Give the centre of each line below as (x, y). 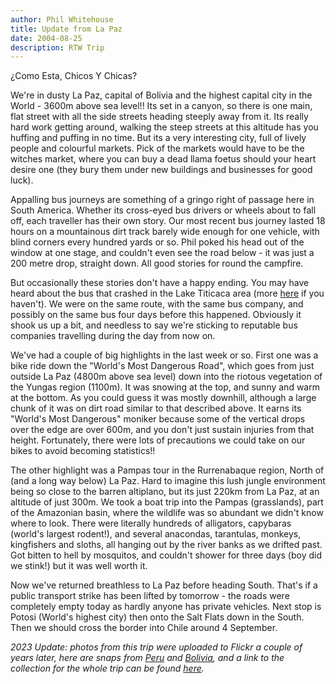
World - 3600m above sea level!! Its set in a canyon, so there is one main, (161, 106)
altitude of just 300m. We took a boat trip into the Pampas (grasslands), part (167, 502)
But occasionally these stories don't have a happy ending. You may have (160, 283)
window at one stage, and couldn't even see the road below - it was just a (162, 253)
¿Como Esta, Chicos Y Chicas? (74, 76)
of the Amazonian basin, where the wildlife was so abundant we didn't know (167, 513)
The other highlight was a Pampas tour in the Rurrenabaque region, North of (167, 470)
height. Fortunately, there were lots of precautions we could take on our (158, 440)
